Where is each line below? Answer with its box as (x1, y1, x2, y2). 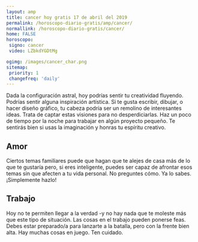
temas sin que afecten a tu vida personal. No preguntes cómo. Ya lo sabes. (6, 170, 192, 177)
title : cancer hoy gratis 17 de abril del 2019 (6, 14, 128, 20)
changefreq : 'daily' (8, 76, 61, 82)
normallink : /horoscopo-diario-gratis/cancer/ (6, 25, 125, 32)
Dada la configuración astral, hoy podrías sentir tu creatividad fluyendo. (6, 92, 184, 99)
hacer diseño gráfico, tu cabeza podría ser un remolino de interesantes (6, 104, 182, 112)
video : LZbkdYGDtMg (8, 48, 58, 54)
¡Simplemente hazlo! (6, 177, 57, 184)
